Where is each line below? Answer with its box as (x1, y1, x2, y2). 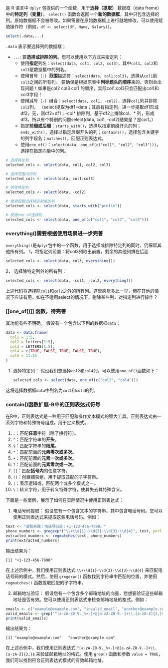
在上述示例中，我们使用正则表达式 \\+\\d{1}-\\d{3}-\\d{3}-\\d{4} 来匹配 (5, 567, 159, 573)
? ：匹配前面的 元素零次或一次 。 (12, 461, 77, 467)
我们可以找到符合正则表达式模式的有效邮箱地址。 (5, 657, 106, 663)
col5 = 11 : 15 (10, 353, 37, 358)
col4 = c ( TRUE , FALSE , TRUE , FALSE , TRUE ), (10, 349, 102, 354)
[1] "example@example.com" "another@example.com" (5, 635, 115, 640)
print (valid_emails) (5, 615, 49, 621)
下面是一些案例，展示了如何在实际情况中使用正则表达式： (5, 497, 124, 503)
